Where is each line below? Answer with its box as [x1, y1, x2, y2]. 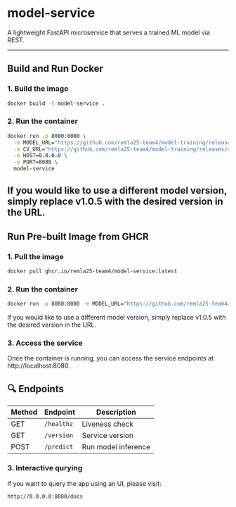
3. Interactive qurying [7, 463, 83, 473]
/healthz [44, 420, 74, 428]
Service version [81, 431, 133, 441]
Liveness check [81, 419, 133, 429]
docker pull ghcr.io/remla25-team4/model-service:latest [7, 268, 178, 275]
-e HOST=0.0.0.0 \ [13, 152, 68, 159]
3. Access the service [7, 338, 83, 348]
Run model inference [81, 442, 151, 452]
